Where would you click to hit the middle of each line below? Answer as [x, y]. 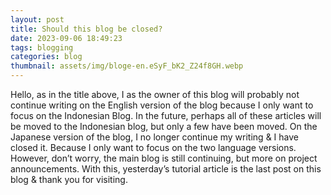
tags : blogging [42, 47]
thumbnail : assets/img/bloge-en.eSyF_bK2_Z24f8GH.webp [127, 66]
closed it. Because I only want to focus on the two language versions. [153, 147]
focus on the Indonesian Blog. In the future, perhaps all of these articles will [166, 115]
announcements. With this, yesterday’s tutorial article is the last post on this [166, 169]
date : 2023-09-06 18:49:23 [66, 38]
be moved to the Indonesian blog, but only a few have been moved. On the [164, 126]
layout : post [37, 19]
